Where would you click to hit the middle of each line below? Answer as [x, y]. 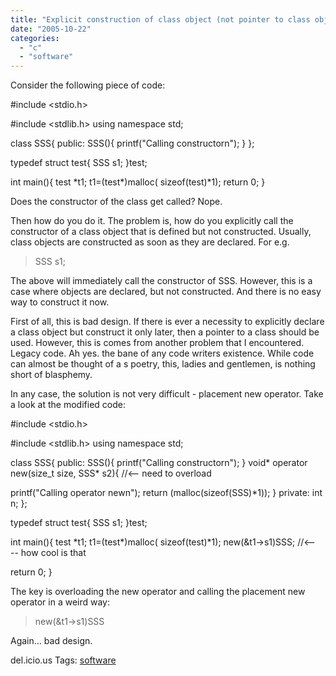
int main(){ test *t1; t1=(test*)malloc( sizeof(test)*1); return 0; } [138, 182]
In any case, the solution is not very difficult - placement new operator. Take [167, 394]
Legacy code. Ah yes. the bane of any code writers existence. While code [162, 353]
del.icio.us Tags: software [63, 660]
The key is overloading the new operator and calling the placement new [158, 592]
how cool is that [53, 553]
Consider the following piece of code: [88, 85]
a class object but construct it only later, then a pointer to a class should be [165, 332]
